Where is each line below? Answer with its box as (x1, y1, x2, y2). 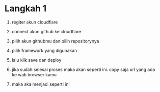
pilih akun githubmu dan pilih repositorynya (11, 38, 99, 44)
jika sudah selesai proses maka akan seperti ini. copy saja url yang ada (11, 67, 155, 72)
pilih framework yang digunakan (11, 47, 77, 53)
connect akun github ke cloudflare (11, 28, 81, 34)
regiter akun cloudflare (11, 19, 58, 25)
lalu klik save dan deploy (11, 57, 62, 63)
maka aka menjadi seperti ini (11, 81, 70, 87)
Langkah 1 (4, 3, 47, 14)
